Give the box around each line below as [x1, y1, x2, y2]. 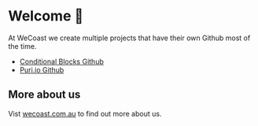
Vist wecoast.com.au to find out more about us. [8, 109, 162, 118]
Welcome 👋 [8, 7, 84, 25]
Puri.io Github [19, 65, 64, 74]
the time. [8, 41, 37, 50]
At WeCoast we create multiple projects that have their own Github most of [8, 33, 251, 43]
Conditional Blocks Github [19, 57, 104, 66]
